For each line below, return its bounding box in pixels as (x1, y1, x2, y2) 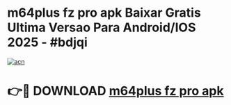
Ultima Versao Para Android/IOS (7, 19, 196, 35)
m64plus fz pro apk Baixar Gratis (7, 5, 202, 21)
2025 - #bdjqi (7, 35, 88, 50)
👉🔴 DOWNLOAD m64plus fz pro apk (7, 83, 224, 99)
